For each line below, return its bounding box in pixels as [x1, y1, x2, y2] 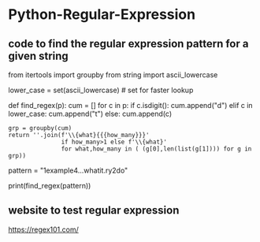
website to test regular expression [8, 203, 180, 218]
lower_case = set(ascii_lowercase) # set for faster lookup [8, 85, 194, 95]
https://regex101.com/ [8, 225, 79, 234]
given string [8, 49, 69, 62]
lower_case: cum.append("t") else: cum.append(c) [8, 109, 172, 118]
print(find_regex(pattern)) [8, 181, 91, 190]
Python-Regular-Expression [8, 6, 195, 24]
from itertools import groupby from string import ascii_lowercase [8, 70, 218, 80]
